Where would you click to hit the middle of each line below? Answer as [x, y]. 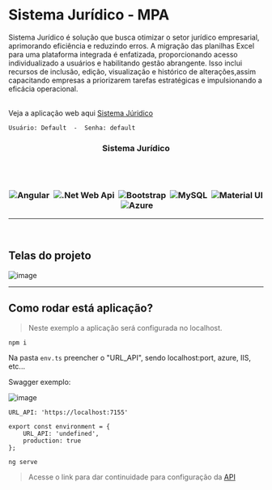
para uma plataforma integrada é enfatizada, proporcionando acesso [123, 54]
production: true [52, 441]
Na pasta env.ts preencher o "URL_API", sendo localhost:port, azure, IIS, [130, 357]
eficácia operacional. [43, 89]
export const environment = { [59, 426]
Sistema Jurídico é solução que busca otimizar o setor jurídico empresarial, [134, 37]
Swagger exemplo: [40, 382]
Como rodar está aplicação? [81, 308]
